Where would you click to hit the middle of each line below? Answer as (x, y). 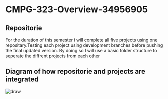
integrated (22, 80)
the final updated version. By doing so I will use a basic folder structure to (81, 51)
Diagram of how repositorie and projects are (75, 72)
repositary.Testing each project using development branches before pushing (84, 45)
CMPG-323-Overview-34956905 (76, 9)
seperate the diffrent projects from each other (53, 56)
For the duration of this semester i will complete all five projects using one (81, 40)
